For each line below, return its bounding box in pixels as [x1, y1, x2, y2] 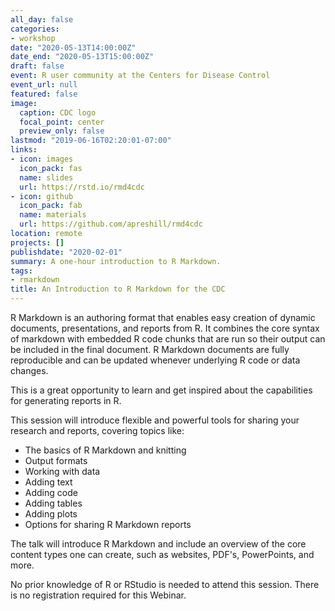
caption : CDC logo [19, 107, 97, 118]
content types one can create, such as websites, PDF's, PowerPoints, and [10, 549, 315, 560]
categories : [10, 24, 60, 34]
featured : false [10, 89, 78, 99]
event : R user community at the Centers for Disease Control [10, 71, 271, 81]
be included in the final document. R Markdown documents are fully [10, 344, 290, 355]
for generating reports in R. [10, 395, 122, 406]
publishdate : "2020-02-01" [10, 247, 123, 257]
